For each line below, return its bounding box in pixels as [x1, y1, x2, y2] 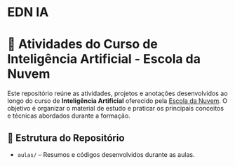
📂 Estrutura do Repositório [7, 132, 125, 144]
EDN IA [7, 4, 49, 20]
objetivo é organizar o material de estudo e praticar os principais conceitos [7, 104, 224, 113]
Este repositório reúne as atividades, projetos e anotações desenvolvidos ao [7, 89, 228, 98]
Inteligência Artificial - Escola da [7, 51, 201, 67]
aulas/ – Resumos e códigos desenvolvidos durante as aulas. [17, 150, 195, 158]
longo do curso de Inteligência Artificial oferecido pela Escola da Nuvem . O [7, 97, 228, 105]
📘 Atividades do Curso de [7, 36, 158, 53]
